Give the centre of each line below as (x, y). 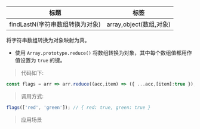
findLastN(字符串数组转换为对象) (55, 24)
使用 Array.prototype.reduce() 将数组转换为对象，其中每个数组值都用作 (103, 53)
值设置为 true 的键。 (40, 60)
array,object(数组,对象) (139, 24)
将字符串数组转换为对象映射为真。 (48, 40)
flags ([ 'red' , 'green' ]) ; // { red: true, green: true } (79, 107)
